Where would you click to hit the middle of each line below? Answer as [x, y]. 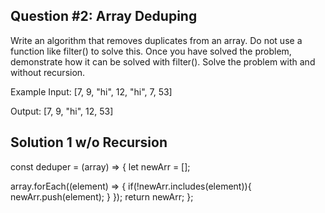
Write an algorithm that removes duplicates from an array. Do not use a [156, 40]
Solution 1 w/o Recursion [89, 142]
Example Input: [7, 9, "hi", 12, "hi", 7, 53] [91, 91]
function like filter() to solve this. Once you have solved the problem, [151, 51]
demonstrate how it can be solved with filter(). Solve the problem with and [163, 61]
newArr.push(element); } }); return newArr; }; [102, 196]
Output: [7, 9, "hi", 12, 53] [62, 111]
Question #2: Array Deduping [104, 16]
